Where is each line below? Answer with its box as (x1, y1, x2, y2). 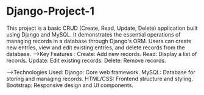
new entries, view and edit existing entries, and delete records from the (6, 44, 185, 51)
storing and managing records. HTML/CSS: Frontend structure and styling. (6, 75, 194, 82)
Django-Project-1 (6, 4, 95, 18)
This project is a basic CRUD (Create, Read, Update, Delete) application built (6, 24, 198, 32)
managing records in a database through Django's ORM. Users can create (6, 37, 192, 44)
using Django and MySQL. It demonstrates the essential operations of (6, 30, 181, 38)
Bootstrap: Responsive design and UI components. (6, 81, 134, 89)
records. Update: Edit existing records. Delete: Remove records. (6, 57, 166, 64)
